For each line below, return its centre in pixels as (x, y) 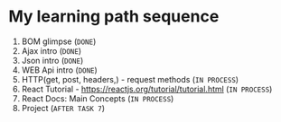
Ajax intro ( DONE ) (52, 50)
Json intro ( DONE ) (52, 60)
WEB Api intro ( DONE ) (60, 70)
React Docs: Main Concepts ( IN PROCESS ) (98, 98)
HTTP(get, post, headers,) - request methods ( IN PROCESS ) (130, 79)
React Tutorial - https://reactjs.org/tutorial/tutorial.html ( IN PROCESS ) (147, 89)
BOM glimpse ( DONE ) (59, 41)
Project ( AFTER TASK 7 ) (63, 108)
